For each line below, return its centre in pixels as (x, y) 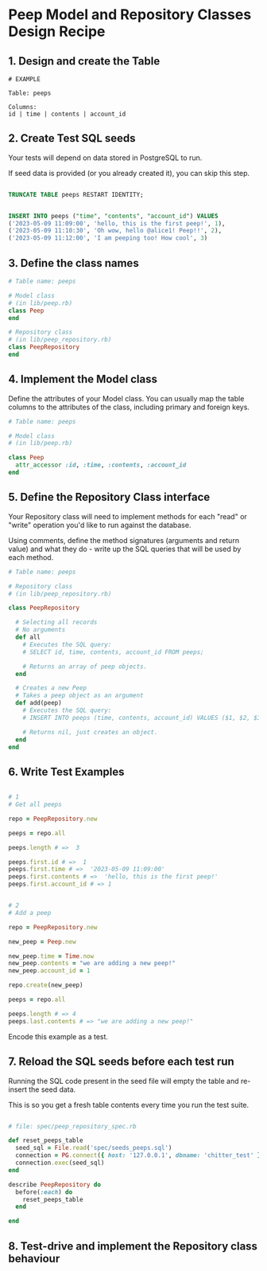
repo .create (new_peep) (46, 985)
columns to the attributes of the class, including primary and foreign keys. (129, 407)
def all (28, 637)
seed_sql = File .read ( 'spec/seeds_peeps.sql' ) (94, 1148)
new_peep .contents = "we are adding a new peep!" (92, 964)
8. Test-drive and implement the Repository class (133, 1246)
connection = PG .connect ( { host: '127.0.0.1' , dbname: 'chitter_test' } (138, 1156)
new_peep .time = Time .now (51, 956)
